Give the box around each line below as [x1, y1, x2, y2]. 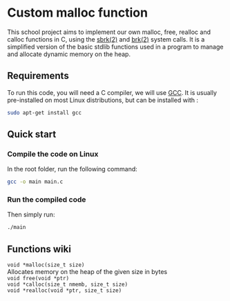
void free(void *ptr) [7, 275, 70, 282]
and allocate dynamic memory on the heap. [7, 50, 131, 58]
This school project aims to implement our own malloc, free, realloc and [7, 28, 211, 36]
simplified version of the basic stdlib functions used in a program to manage [7, 42, 224, 51]
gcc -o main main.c [7, 178, 64, 185]
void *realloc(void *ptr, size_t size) [7, 287, 122, 294]
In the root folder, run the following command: [7, 165, 138, 173]
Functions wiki [7, 243, 71, 255]
